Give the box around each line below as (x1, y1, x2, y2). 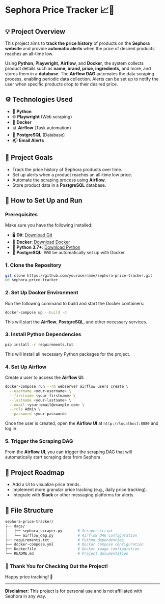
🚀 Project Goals (5, 153, 53, 162)
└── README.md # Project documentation (5, 551, 129, 556)
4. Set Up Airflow (5, 363, 47, 370)
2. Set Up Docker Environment (5, 289, 79, 296)
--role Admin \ (9, 407, 41, 412)
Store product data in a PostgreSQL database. (12, 182, 107, 188)
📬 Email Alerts (12, 137, 44, 143)
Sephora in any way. (5, 593, 47, 599)
